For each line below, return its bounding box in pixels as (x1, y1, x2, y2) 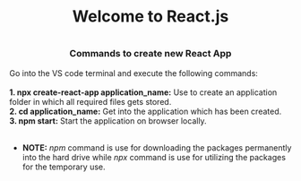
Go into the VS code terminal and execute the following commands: (9, 67, 258, 78)
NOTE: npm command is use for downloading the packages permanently (21, 142, 292, 153)
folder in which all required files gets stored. (9, 96, 172, 107)
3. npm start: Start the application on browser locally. (9, 115, 208, 126)
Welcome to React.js (72, 6, 229, 27)
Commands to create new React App (69, 47, 232, 60)
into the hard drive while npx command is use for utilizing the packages (21, 151, 287, 162)
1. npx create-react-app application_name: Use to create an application (9, 87, 278, 98)
